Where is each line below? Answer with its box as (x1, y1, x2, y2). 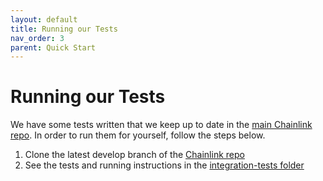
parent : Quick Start (10, 42, 97, 53)
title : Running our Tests (10, 24, 118, 34)
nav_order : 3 (10, 33, 65, 43)
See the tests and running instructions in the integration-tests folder (24, 159, 305, 171)
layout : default (10, 14, 78, 25)
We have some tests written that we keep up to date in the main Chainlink (10, 119, 313, 131)
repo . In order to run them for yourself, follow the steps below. (10, 129, 266, 141)
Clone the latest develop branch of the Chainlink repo (24, 149, 245, 161)
